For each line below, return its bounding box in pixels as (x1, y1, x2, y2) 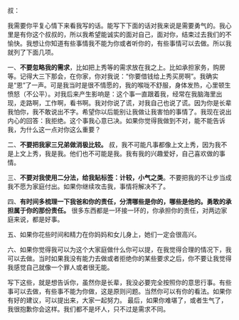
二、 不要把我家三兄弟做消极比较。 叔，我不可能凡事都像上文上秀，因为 (7, 141, 215, 149)
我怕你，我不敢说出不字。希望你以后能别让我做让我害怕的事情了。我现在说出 (7, 107, 232, 116)
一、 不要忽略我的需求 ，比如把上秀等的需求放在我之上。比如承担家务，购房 (7, 63, 225, 71)
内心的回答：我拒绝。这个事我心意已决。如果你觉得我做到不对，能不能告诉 (7, 117, 225, 124)
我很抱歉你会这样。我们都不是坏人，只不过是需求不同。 (7, 305, 169, 313)
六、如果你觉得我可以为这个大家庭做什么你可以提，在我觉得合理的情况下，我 (7, 245, 232, 254)
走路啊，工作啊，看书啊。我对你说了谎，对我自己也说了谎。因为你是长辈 (19, 99, 232, 107)
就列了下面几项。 (7, 48, 58, 56)
